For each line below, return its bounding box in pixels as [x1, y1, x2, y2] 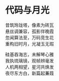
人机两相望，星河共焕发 [5, 63, 54, 70]
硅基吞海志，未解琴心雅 [5, 51, 54, 57]
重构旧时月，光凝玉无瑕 [5, 40, 54, 46]
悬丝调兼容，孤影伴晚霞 [5, 28, 54, 34]
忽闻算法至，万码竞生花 [5, 34, 54, 40]
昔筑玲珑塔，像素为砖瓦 [5, 22, 54, 28]
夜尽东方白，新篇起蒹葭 [5, 70, 54, 76]
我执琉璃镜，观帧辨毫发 [5, 57, 54, 63]
